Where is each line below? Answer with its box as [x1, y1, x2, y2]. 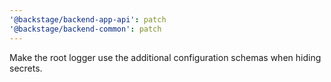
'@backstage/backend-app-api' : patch [9, 14, 167, 25]
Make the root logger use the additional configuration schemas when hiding [9, 51, 322, 63]
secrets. [9, 62, 43, 74]
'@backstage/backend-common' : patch [9, 24, 162, 34]
